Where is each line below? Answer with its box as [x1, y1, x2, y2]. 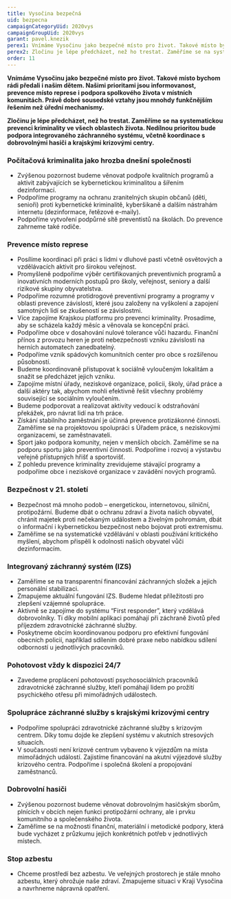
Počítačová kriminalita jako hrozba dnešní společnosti [7, 156, 191, 165]
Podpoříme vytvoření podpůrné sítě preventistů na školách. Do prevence [16, 215, 223, 224]
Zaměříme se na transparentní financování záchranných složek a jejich [16, 577, 217, 586]
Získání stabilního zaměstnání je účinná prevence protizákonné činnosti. [16, 416, 221, 424]
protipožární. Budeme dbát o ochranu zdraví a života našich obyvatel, [16, 508, 214, 516]
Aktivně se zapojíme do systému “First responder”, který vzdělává [16, 606, 204, 614]
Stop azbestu [7, 854, 53, 863]
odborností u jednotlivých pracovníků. [16, 643, 125, 651]
